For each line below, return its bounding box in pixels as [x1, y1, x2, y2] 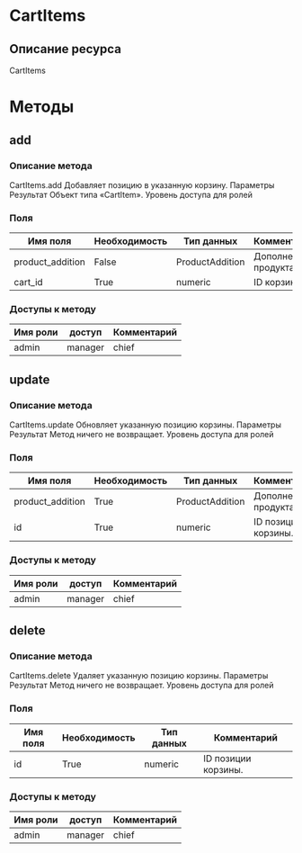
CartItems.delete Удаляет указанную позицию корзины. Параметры [9, 670, 269, 681]
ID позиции [203, 752, 252, 765]
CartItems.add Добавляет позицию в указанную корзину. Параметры [9, 179, 275, 190]
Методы [9, 96, 75, 117]
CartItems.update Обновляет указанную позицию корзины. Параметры [9, 419, 281, 430]
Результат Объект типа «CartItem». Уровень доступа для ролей [9, 189, 253, 200]
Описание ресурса [9, 41, 121, 57]
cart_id [13, 276, 43, 289]
